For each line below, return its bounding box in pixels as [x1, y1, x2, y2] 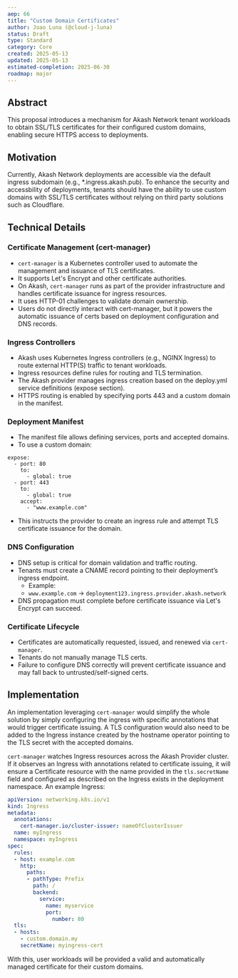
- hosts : [14, 929, 40, 936]
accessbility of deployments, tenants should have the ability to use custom [7, 185, 227, 194]
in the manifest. [17, 399, 64, 407]
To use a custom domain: [17, 440, 93, 449]
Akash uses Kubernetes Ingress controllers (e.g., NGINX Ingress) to [17, 354, 216, 362]
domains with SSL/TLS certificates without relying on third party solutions [7, 193, 224, 202]
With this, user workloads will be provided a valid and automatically [7, 954, 205, 963]
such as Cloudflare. [7, 200, 65, 209]
